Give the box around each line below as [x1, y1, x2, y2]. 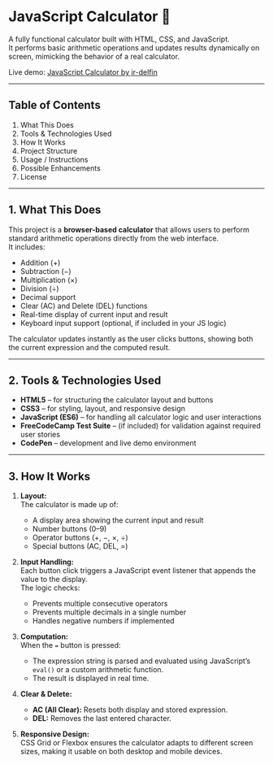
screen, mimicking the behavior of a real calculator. [8, 51, 180, 61]
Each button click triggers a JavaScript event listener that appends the [19, 566, 256, 575]
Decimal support [19, 292, 76, 302]
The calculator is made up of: [19, 500, 119, 510]
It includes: [8, 241, 45, 251]
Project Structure [19, 145, 78, 155]
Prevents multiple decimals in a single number [32, 607, 187, 617]
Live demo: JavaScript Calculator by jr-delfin [8, 67, 158, 76]
